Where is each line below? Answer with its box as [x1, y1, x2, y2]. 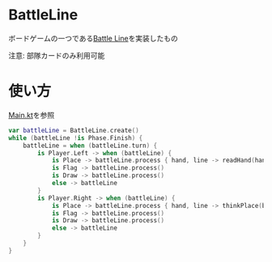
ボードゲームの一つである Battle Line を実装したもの [8, 33, 178, 43]
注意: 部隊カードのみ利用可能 [8, 50, 105, 60]
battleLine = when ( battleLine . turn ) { [23, 142, 158, 150]
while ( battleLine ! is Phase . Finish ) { [8, 133, 143, 142]
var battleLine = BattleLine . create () [8, 126, 139, 134]
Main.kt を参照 [8, 110, 55, 120]
